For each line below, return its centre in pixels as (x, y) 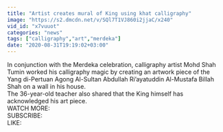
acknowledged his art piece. (47, 101)
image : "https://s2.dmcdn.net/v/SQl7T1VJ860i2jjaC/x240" (90, 20)
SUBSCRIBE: (25, 116)
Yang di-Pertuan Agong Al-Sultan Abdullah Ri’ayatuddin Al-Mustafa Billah (111, 79)
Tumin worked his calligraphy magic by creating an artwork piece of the (109, 72)
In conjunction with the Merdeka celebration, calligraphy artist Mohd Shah (111, 65)
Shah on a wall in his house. (46, 87)
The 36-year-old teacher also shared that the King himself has (95, 94)
